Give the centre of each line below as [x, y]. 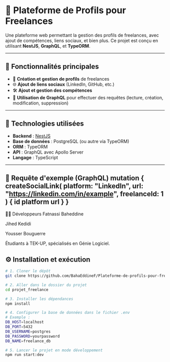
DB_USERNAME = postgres [28, 332]
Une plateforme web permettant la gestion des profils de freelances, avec [82, 35]
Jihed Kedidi [18, 224]
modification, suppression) [40, 103]
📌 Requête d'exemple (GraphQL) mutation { [75, 178]
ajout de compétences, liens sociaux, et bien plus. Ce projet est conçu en [82, 41]
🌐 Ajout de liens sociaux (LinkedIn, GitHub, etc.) [63, 84]
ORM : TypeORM [30, 147]
